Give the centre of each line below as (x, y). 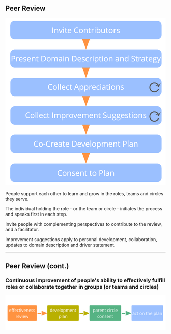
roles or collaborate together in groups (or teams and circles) (82, 287)
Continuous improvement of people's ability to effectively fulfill (85, 280)
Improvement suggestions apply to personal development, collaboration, (81, 240)
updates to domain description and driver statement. (60, 245)
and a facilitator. (22, 230)
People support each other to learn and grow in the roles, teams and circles (84, 194)
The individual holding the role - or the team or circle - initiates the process (84, 209)
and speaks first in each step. (36, 214)
